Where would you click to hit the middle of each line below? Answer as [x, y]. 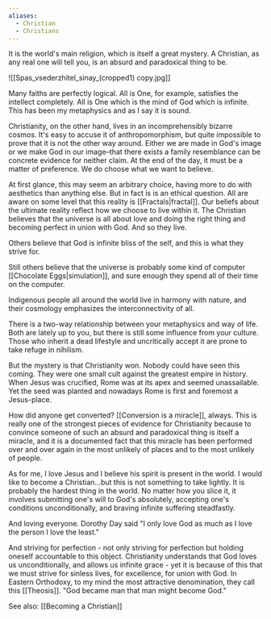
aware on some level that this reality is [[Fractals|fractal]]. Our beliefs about [134, 201]
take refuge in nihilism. [46, 350]
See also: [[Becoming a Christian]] [65, 606]
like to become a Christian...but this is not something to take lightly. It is [127, 482]
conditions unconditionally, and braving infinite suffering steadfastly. [122, 508]
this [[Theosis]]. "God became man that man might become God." [118, 591]
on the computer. [37, 285]
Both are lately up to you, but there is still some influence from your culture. [134, 333]
